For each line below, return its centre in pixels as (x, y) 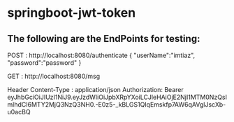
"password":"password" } (44, 63)
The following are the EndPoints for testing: (104, 39)
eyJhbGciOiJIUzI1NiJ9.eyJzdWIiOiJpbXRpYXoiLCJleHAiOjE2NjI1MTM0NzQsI (117, 97)
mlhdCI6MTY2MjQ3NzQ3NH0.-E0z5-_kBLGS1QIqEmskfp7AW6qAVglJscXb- (117, 105)
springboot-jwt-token (72, 13)
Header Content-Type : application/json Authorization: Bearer (95, 90)
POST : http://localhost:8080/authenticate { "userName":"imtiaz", (101, 55)
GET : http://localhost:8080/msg (54, 76)
